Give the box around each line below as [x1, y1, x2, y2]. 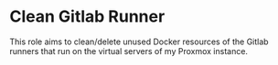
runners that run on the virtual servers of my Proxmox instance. [9, 45, 249, 56]
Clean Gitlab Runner [9, 6, 166, 27]
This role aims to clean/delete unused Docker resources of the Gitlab [9, 36, 269, 47]
